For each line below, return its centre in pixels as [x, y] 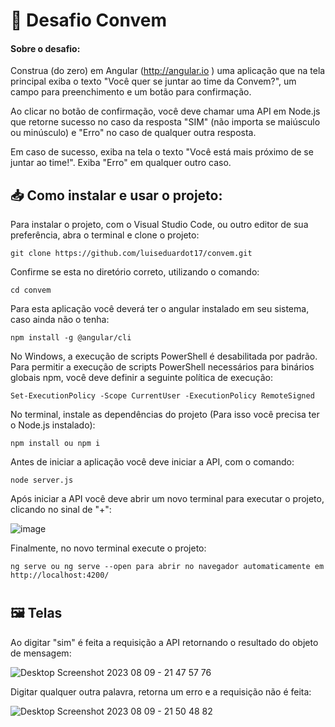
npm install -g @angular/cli [71, 338]
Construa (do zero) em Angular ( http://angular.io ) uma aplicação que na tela [168, 71]
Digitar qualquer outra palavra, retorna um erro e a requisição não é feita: [161, 691]
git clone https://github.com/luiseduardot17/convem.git [131, 254]
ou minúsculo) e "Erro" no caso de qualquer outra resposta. [133, 133]
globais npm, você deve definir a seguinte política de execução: [141, 378]
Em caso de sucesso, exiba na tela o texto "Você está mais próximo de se [162, 152]
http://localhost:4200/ [60, 575]
